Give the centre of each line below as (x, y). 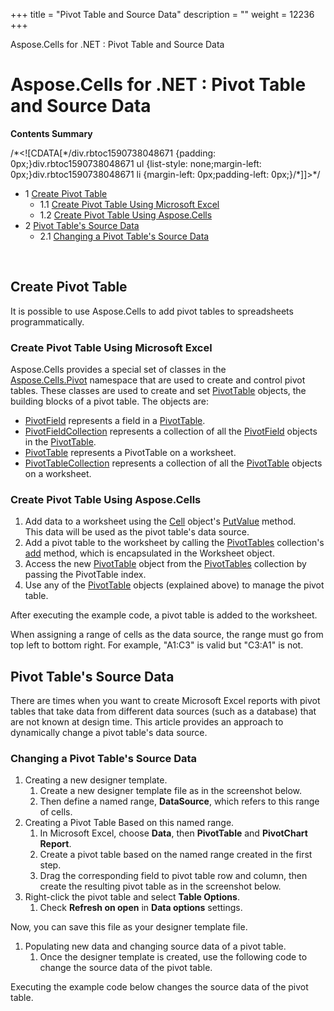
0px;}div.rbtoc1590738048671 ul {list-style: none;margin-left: (136, 163)
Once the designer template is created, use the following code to (173, 957)
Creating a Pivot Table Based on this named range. (129, 823)
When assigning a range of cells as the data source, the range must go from (167, 635)
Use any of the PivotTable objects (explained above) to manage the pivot (174, 585)
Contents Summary (51, 133)
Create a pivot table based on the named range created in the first (176, 855)
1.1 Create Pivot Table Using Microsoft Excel (129, 204)
